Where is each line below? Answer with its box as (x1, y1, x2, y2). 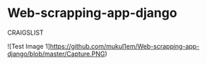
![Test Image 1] (7, 42, 51, 50)
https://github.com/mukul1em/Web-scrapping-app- (49, 42, 200, 50)
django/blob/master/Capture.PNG (7, 49, 105, 58)
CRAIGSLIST (7, 28, 44, 37)
